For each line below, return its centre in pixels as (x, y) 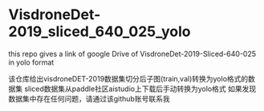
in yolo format (31, 62)
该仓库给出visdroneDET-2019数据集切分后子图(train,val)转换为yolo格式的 (128, 78)
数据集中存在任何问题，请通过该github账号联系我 (89, 98)
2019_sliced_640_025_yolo (100, 32)
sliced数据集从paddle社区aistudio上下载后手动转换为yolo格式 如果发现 (140, 89)
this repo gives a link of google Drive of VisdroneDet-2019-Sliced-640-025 (132, 54)
